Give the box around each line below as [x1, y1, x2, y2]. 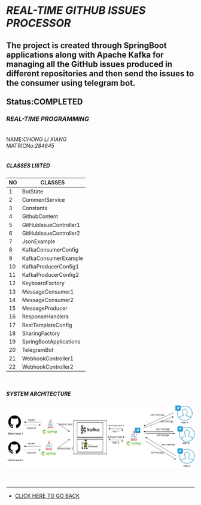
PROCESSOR [6, 16, 71, 30]
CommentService [22, 196, 65, 203]
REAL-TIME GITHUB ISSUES [6, 4, 146, 17]
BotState [22, 187, 44, 195]
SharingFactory [22, 330, 60, 337]
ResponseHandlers [22, 313, 69, 320]
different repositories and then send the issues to [6, 68, 194, 79]
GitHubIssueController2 [22, 229, 81, 237]
